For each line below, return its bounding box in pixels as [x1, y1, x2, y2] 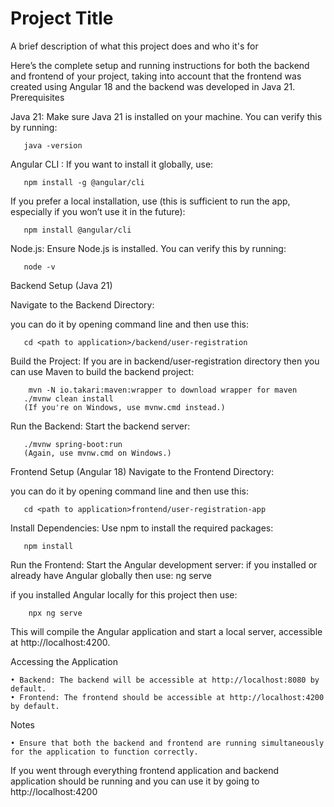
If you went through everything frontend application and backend [10, 764, 280, 776]
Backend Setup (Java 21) [10, 279, 113, 291]
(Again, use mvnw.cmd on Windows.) [23, 448, 172, 458]
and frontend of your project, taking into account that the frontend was [10, 70, 302, 82]
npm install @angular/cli [23, 225, 132, 235]
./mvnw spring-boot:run [23, 439, 123, 449]
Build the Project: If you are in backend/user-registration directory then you [10, 355, 320, 367]
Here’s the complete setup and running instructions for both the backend [10, 59, 310, 71]
